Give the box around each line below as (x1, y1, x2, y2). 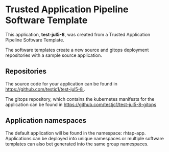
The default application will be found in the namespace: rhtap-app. (5, 129, 146, 136)
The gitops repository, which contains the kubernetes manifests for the (5, 96, 155, 102)
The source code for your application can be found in (5, 80, 117, 86)
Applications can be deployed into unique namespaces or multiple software (5, 135, 164, 141)
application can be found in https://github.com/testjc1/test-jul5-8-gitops (5, 101, 157, 107)
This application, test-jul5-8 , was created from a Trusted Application (5, 31, 151, 37)
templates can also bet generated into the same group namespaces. (5, 141, 149, 147)
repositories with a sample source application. (5, 52, 102, 58)
